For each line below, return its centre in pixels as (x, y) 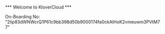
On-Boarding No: (23, 17)
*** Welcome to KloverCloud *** (38, 7)
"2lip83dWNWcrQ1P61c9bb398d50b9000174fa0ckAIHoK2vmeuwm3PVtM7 (83, 22)
